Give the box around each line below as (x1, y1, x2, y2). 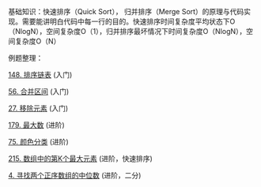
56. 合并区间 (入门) (8, 87, 70, 96)
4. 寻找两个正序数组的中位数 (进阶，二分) (8, 170, 142, 180)
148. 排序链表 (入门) (8, 70, 73, 79)
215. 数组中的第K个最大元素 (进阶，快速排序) (8, 154, 153, 163)
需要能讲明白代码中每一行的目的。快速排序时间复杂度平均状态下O (21, 17, 236, 26)
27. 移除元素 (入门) (8, 103, 69, 113)
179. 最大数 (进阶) (8, 121, 65, 129)
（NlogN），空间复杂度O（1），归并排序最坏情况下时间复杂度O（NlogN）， (8, 27, 247, 36)
